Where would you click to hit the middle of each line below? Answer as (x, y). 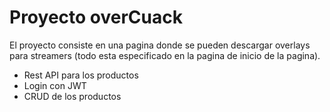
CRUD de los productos (72, 96)
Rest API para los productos (81, 75)
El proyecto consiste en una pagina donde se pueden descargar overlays (160, 45)
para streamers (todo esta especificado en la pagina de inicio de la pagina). (165, 55)
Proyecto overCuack (96, 17)
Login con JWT (55, 85)
